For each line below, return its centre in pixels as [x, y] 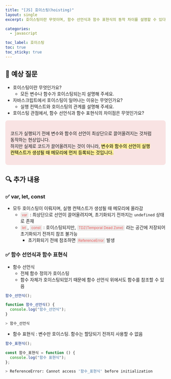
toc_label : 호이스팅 [25, 43]
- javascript [24, 34]
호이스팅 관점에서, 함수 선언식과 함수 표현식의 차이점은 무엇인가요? [78, 113]
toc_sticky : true [24, 52]
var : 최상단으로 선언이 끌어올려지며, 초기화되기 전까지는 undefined [89, 215]
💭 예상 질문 [22, 74]
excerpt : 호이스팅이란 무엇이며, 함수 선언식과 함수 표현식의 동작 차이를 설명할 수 [81, 19]
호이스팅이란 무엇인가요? [37, 87]
